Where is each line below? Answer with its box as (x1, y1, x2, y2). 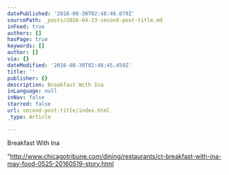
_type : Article (7, 113, 51, 120)
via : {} (7, 56, 30, 62)
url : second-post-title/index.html (7, 107, 110, 114)
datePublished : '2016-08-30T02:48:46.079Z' (7, 10, 135, 17)
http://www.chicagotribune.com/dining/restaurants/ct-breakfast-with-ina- (10, 152, 222, 160)
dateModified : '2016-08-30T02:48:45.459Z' (7, 62, 132, 69)
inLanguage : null (7, 87, 58, 94)
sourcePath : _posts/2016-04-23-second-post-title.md (7, 17, 163, 24)
